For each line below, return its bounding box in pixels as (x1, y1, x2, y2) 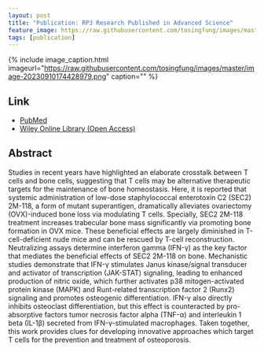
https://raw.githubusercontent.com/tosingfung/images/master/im (44, 64, 255, 73)
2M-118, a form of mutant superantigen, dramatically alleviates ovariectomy (8, 201, 252, 210)
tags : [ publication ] (8, 33, 76, 42)
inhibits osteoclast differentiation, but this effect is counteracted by (8, 301, 225, 311)
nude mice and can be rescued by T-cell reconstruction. (53, 234, 235, 244)
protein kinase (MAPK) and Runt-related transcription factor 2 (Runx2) (8, 284, 235, 294)
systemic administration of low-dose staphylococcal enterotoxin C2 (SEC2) (8, 192, 251, 202)
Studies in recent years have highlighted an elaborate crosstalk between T (8, 167, 249, 177)
